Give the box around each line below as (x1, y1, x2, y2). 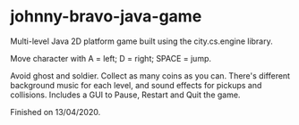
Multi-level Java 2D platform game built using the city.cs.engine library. (10, 36, 274, 46)
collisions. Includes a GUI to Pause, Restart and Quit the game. (10, 89, 241, 100)
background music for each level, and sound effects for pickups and (10, 79, 262, 90)
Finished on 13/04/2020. (10, 106, 101, 117)
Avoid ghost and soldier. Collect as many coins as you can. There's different (10, 70, 290, 81)
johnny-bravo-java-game (10, 6, 202, 27)
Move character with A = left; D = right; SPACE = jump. (10, 53, 212, 63)
